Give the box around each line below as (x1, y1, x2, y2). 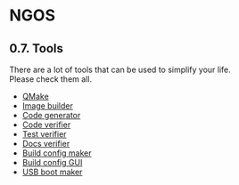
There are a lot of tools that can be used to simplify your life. (9, 64, 232, 75)
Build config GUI (21, 157, 83, 167)
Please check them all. (9, 74, 92, 84)
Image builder (21, 101, 74, 111)
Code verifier (21, 119, 71, 130)
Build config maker (21, 148, 92, 158)
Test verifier (21, 129, 67, 139)
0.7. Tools (9, 41, 64, 56)
